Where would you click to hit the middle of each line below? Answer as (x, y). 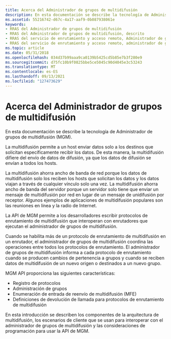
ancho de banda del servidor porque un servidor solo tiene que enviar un (82, 189)
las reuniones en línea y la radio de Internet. (51, 205)
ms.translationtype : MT (31, 67)
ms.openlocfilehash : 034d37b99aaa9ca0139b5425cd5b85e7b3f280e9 (74, 57)
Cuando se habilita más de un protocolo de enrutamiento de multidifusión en (85, 236)
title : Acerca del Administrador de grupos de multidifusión (72, 10)
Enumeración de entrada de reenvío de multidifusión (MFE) (75, 294)
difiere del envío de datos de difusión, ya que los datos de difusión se (78, 158)
